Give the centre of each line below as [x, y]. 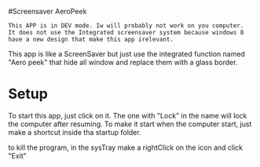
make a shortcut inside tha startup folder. [75, 132]
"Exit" [18, 155]
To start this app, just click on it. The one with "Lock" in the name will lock [128, 115]
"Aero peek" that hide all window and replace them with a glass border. [123, 62]
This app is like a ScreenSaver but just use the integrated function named [127, 54]
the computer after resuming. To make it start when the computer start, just [130, 124]
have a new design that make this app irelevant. [91, 39]
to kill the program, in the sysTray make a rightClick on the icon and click [126, 147]
